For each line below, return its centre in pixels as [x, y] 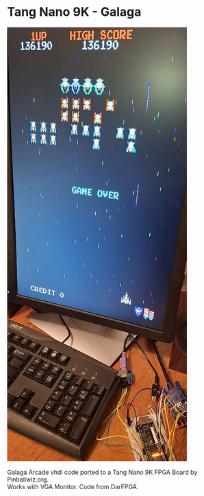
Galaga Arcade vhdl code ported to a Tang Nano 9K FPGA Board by [102, 472]
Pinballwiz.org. [28, 479]
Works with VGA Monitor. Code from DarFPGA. [73, 486]
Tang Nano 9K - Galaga [74, 12]
